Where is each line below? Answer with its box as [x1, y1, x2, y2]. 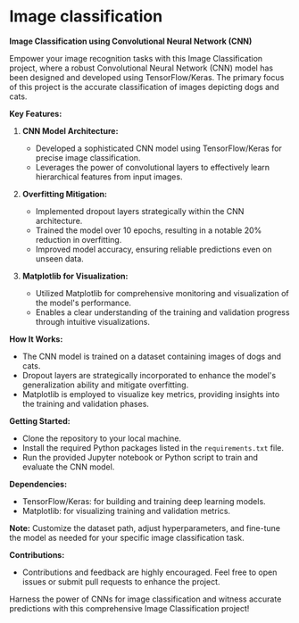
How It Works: [9, 333, 63, 345]
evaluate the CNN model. [21, 461, 115, 472]
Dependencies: [9, 478, 68, 489]
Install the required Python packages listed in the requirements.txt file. [21, 442, 284, 453]
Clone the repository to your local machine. [21, 433, 181, 444]
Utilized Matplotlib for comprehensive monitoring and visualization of [35, 287, 289, 298]
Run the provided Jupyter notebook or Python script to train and [21, 452, 259, 462]
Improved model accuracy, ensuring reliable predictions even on [35, 244, 272, 254]
